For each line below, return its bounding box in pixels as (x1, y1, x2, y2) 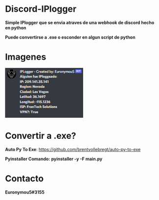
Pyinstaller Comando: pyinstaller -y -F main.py (5, 156, 103, 162)
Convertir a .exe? (5, 131, 77, 141)
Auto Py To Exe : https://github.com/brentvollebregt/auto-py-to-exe (5, 146, 141, 152)
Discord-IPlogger (5, 3, 77, 15)
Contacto (5, 173, 44, 184)
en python (5, 24, 26, 30)
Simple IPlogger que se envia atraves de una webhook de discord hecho (5, 20, 155, 25)
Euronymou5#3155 (5, 189, 45, 195)
